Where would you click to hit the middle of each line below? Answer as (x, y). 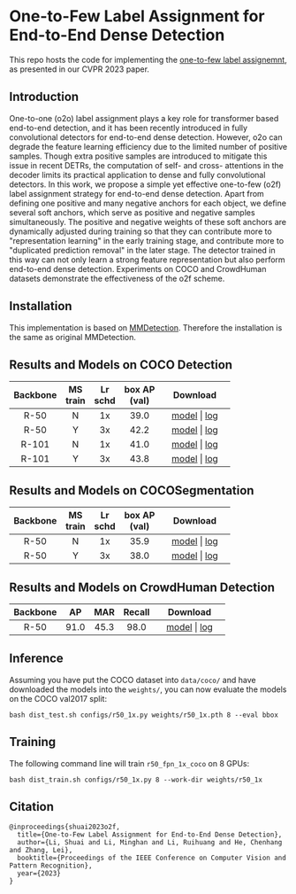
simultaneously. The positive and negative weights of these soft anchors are (148, 222)
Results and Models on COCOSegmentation (132, 490)
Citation (32, 807)
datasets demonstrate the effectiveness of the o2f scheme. (117, 278)
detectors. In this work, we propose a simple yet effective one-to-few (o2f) (145, 184)
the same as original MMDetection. (73, 337)
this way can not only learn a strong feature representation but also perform (147, 260)
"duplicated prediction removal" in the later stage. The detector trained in (142, 250)
